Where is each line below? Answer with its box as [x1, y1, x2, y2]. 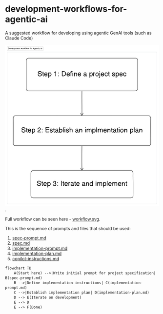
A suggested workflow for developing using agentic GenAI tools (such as [5, 30, 152, 36]
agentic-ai [5, 14, 48, 25]
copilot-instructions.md [12, 255, 60, 261]
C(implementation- [105, 280, 143, 285]
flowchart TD [5, 266, 32, 271]
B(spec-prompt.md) [5, 275, 42, 280]
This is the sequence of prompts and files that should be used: [5, 225, 131, 231]
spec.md [12, 240, 30, 246]
